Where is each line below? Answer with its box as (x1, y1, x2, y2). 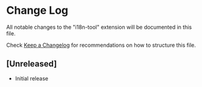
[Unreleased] (6, 59, 57, 69)
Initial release (15, 74, 48, 82)
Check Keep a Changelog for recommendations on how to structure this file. (6, 41, 197, 49)
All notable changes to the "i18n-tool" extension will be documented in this (6, 23, 192, 31)
